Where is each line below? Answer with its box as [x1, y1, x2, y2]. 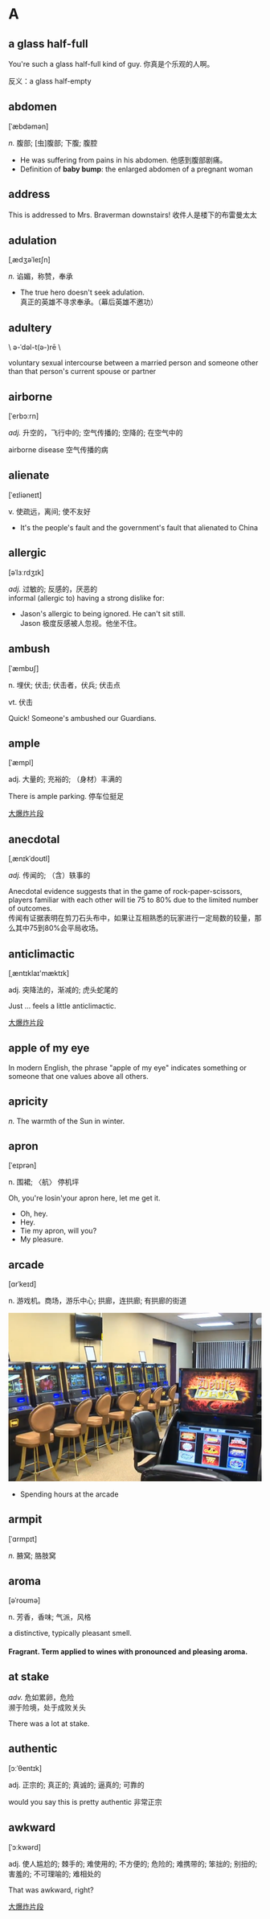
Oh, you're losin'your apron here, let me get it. [8, 1193, 161, 1203]
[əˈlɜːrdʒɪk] [8, 567, 44, 577]
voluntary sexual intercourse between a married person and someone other [8, 358, 259, 368]
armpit [8, 1513, 43, 1526]
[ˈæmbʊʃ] [8, 663, 39, 673]
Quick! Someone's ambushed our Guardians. [8, 713, 157, 723]
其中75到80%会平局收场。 [14, 923, 103, 933]
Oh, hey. [19, 1209, 48, 1219]
